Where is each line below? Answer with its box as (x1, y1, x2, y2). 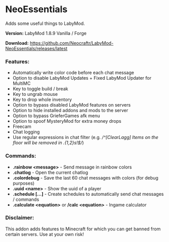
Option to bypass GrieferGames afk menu (12, 113, 100, 119)
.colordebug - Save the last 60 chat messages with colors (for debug (12, 175, 159, 181)
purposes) (12, 180, 35, 186)
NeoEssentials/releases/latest (5, 45, 68, 51)
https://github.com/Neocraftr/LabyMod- (30, 40, 114, 46)
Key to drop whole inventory (12, 96, 72, 102)
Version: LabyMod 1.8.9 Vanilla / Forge (5, 30, 87, 36)
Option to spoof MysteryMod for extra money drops (12, 118, 122, 124)
